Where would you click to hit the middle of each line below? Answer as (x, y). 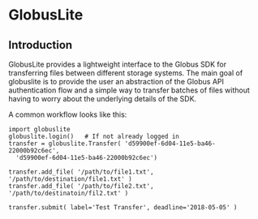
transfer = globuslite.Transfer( (65, 144)
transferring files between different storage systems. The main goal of (126, 73)
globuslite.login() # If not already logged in (94, 136)
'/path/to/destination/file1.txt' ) (70, 179)
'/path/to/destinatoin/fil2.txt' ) (69, 193)
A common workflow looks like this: (68, 114)
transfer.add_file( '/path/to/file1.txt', (81, 172)
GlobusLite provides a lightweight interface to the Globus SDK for (118, 64)
